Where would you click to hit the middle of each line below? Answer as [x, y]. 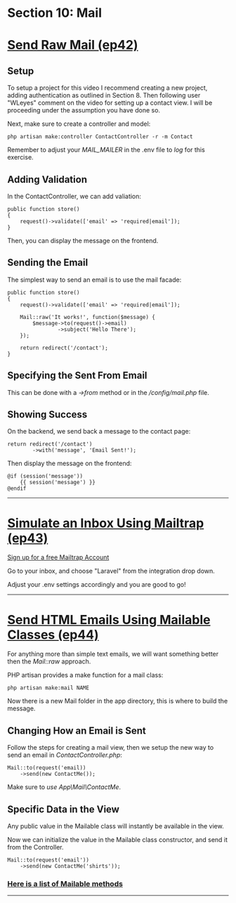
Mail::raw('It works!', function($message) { [88, 317]
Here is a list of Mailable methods [65, 883]
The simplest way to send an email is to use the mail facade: [94, 280]
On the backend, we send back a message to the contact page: [99, 431]
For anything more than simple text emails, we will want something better [113, 654]
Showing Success [47, 415]
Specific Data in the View [63, 809]
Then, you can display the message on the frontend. [83, 241]
